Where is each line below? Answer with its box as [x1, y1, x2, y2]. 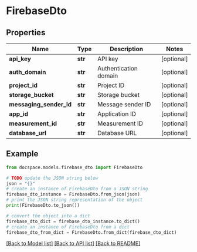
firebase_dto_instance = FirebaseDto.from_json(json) [6, 191, 141, 197]
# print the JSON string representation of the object [6, 197, 143, 203]
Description [109, 45, 144, 53]
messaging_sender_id [9, 100, 72, 108]
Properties [6, 28, 46, 38]
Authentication [97, 65, 138, 72]
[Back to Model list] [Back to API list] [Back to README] [6, 240, 141, 247]
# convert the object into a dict [6, 213, 91, 219]
